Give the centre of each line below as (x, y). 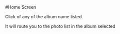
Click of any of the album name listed (43, 17)
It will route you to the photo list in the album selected (60, 26)
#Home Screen (21, 7)
